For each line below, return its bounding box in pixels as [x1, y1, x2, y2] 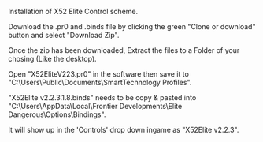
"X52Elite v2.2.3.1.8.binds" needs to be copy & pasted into [8, 93, 197, 102]
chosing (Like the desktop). [8, 54, 97, 63]
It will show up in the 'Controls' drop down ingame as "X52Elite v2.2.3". [8, 125, 239, 134]
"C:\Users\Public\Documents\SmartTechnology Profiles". [8, 78, 192, 87]
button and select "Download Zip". [8, 31, 120, 39]
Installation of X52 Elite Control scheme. [8, 7, 139, 16]
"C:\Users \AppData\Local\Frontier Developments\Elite [8, 102, 183, 110]
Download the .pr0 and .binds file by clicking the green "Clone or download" [8, 22, 256, 31]
